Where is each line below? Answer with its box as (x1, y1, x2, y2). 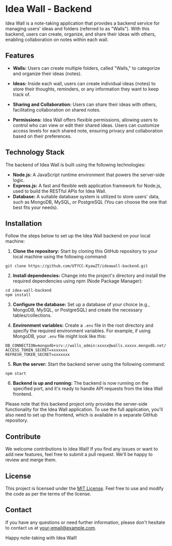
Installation (5, 219, 42, 228)
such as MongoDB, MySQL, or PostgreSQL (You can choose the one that (12, 199, 167, 205)
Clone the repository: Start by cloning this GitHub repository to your (12, 248, 158, 254)
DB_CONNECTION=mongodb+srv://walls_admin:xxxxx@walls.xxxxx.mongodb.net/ (5, 343, 167, 348)
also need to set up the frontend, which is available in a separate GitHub (5, 412, 158, 418)
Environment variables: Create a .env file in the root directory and (12, 322, 154, 329)
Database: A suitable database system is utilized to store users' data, (12, 193, 160, 199)
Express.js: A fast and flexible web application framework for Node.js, (12, 182, 162, 189)
